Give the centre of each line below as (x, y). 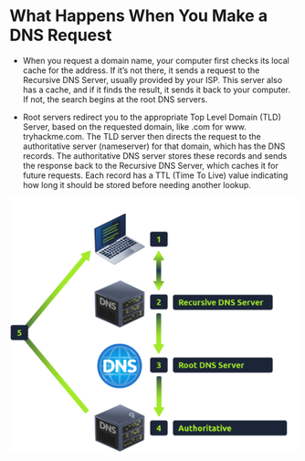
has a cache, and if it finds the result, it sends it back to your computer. (156, 89)
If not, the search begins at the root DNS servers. (115, 99)
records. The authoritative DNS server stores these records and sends (155, 155)
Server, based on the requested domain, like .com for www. (134, 126)
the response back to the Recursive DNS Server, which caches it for (150, 165)
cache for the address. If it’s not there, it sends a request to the (141, 70)
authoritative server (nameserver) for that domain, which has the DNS (154, 146)
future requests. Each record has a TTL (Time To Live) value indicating (155, 175)
